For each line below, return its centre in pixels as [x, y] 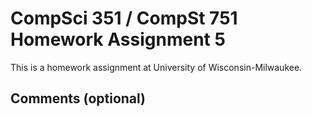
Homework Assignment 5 [118, 39]
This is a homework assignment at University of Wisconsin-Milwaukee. [156, 67]
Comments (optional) [78, 98]
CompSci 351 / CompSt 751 [124, 18]
